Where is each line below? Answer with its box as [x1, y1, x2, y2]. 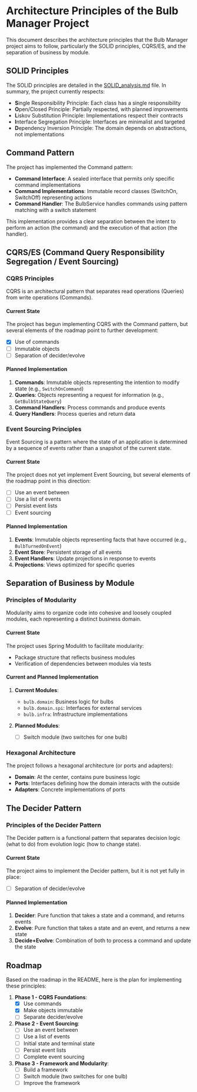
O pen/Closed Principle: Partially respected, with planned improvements [14, 105, 188, 113]
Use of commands [14, 338, 60, 345]
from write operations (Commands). [6, 294, 93, 301]
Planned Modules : [14, 722, 60, 729]
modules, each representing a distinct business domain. [6, 615, 142, 622]
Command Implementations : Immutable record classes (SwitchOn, [14, 187, 178, 194]
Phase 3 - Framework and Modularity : [14, 1060, 109, 1067]
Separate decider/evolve [23, 1013, 84, 1021]
